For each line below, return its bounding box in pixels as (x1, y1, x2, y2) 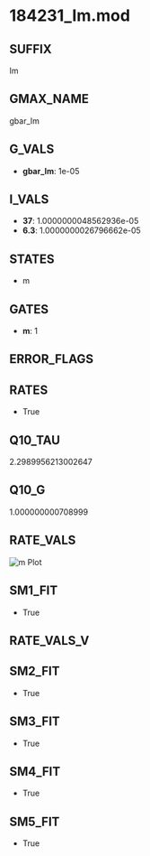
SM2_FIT (9, 664, 60, 679)
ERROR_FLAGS (9, 351, 94, 367)
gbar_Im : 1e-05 (22, 165, 80, 176)
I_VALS (9, 191, 49, 208)
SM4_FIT (9, 764, 61, 779)
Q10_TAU (9, 433, 61, 448)
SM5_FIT (9, 814, 60, 829)
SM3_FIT (9, 714, 60, 730)
